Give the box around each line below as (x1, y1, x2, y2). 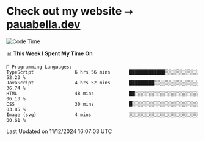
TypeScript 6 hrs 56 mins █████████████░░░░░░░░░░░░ (6, 69, 199, 75)
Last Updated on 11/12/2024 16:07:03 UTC (6, 128, 112, 135)
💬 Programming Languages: (6, 64, 72, 70)
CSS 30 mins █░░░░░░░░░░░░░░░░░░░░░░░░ (6, 101, 199, 107)
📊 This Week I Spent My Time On (6, 50, 93, 57)
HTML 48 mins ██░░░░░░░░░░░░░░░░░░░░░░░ (6, 90, 199, 97)
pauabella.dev (6, 18, 81, 32)
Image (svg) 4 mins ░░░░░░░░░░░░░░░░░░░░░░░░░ (6, 111, 199, 118)
